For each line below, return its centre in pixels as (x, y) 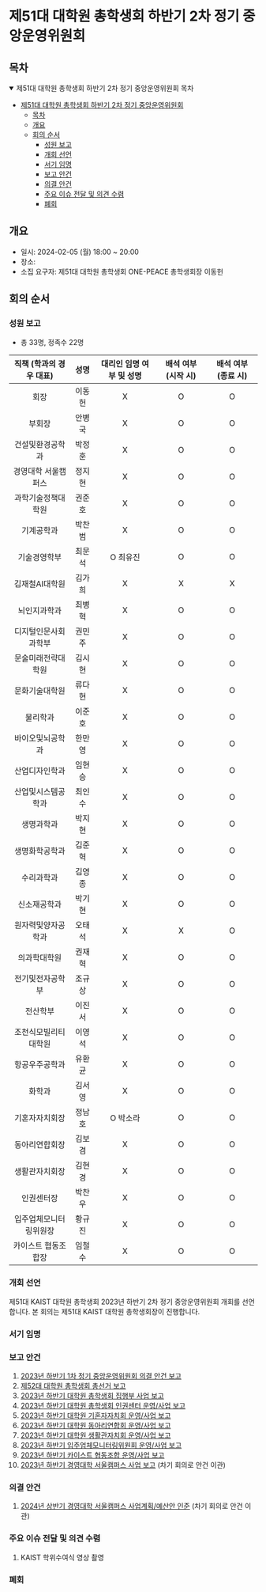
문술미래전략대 (39, 658)
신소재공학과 (40, 904)
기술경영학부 (40, 557)
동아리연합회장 (39, 1144)
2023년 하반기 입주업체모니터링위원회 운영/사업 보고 (101, 1446)
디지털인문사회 (39, 631)
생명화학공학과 (39, 851)
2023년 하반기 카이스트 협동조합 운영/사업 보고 (92, 1455)
